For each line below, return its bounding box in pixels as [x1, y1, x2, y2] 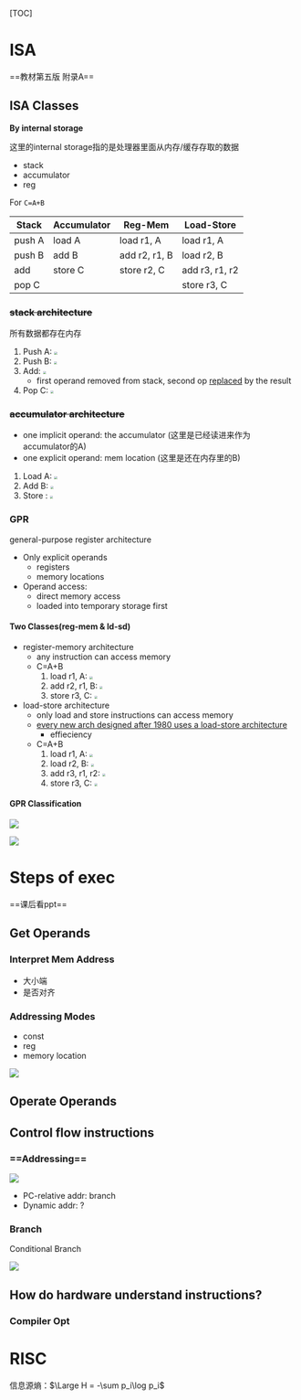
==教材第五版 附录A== [9, 70, 94, 81]
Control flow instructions [9, 1125, 155, 1140]
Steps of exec [9, 868, 116, 888]
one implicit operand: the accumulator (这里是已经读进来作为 [22, 430, 251, 441]
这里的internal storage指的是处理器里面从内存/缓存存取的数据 [9, 141, 240, 152]
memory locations [36, 571, 105, 582]
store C [53, 263, 85, 276]
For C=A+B [9, 197, 46, 208]
